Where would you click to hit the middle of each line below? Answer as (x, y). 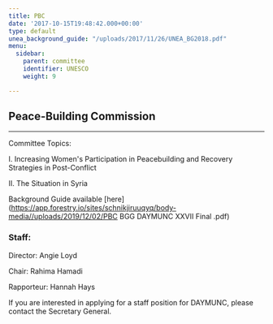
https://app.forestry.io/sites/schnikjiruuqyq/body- (94, 208)
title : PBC (27, 16)
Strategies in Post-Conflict (53, 168)
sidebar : (30, 54)
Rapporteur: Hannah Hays (52, 287)
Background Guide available (56, 199)
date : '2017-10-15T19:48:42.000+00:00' (76, 24)
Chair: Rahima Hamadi (45, 271)
